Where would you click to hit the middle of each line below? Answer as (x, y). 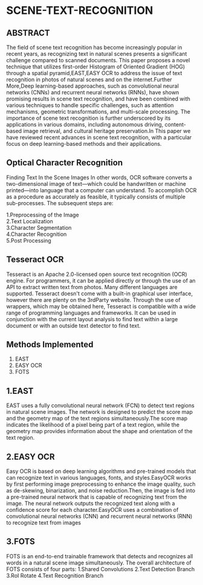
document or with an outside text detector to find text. (73, 325)
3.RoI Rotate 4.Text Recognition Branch (55, 575)
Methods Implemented (50, 345)
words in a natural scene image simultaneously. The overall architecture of (99, 563)
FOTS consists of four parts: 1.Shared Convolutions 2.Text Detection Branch (101, 569)
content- (175, 124)
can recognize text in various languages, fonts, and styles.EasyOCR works (99, 478)
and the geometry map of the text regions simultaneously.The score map (97, 419)
